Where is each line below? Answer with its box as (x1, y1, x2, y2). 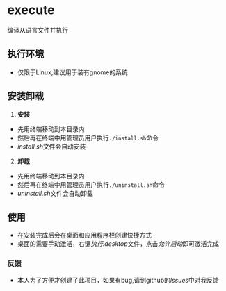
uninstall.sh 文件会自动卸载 (17, 189, 93, 197)
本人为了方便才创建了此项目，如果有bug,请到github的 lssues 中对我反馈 (17, 276, 219, 284)
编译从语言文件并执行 (7, 26, 68, 34)
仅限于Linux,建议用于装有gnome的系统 (17, 68, 129, 76)
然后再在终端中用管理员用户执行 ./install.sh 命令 (17, 133, 159, 142)
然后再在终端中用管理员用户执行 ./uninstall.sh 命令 (17, 180, 166, 189)
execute (7, 2, 56, 18)
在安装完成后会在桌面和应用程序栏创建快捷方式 (17, 231, 152, 240)
